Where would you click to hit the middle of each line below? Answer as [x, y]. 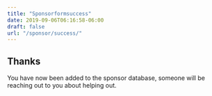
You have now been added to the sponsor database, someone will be [106, 78]
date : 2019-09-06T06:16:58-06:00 [56, 20]
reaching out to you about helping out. [62, 86]
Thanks [24, 61]
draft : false [26, 26]
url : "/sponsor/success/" [44, 33]
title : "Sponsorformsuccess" [49, 14]
